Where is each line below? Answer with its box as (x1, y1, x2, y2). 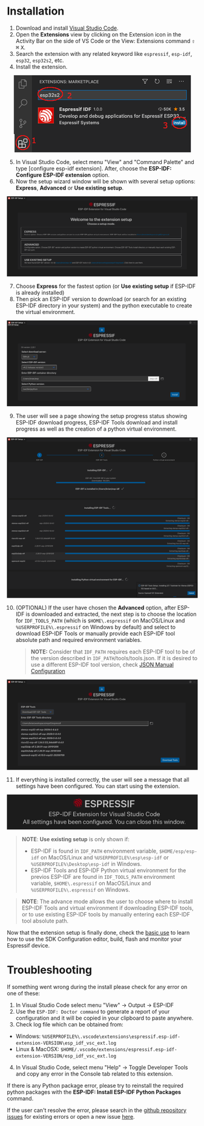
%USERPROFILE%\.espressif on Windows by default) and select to (15, 624, 176, 631)
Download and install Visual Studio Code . (15, 24, 119, 32)
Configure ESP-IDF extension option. (15, 171, 110, 179)
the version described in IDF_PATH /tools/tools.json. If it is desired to (30, 655, 198, 662)
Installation (7, 4, 65, 18)
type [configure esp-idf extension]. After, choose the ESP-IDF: (15, 165, 172, 172)
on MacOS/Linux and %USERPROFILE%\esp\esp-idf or (41, 854, 169, 861)
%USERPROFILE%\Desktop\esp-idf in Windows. (30, 861, 142, 868)
